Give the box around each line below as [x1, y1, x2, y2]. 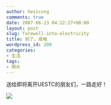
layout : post [6, 25, 39, 31]
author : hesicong [6, 8, 50, 15]
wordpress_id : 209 [6, 42, 52, 48]
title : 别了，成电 [6, 36, 48, 42]
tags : [6, 58, 20, 64]
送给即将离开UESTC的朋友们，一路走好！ [6, 81, 107, 88]
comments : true [6, 14, 44, 20]
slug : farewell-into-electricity [6, 31, 90, 37]
